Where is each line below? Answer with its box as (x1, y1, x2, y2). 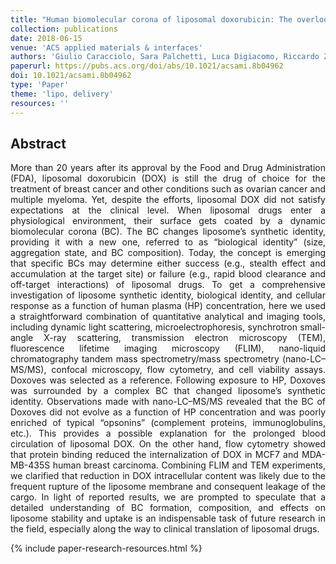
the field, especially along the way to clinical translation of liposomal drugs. (10, 523, 320, 535)
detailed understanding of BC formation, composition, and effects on (10, 502, 326, 514)
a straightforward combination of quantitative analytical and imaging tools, (10, 311, 326, 323)
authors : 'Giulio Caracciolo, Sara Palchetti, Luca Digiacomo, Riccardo (10, 52, 320, 62)
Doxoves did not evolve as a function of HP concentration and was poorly (10, 406, 326, 418)
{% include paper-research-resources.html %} (10, 542, 203, 555)
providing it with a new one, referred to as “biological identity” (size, (10, 236, 326, 248)
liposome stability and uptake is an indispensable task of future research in (10, 512, 326, 525)
